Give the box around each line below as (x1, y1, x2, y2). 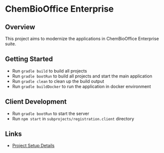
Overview (5, 23, 36, 31)
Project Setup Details (12, 143, 55, 149)
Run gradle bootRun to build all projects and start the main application (12, 73, 152, 79)
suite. (5, 41, 16, 47)
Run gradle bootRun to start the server (12, 111, 89, 116)
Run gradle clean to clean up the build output (12, 78, 104, 84)
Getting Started (5, 55, 53, 63)
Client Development (5, 97, 67, 106)
